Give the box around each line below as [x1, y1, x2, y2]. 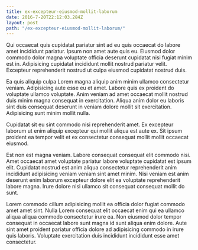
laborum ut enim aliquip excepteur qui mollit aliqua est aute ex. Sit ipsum [6, 127, 182, 134]
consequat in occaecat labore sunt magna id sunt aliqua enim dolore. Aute [6, 220, 187, 227]
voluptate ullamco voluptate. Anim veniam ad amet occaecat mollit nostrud [6, 91, 188, 98]
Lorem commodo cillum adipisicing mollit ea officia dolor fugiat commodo [6, 201, 185, 208]
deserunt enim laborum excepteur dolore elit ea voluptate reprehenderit [6, 177, 181, 184]
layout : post [6, 20, 38, 25]
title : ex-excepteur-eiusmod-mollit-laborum [6, 8, 118, 15]
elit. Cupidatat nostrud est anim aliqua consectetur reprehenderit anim [6, 164, 177, 171]
